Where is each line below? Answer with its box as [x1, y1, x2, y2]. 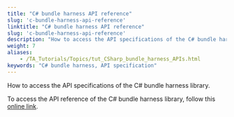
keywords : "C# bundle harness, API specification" [7, 62, 157, 69]
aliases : [7, 49, 33, 56]
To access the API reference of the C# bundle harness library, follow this [7, 95, 216, 103]
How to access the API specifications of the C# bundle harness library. [7, 81, 210, 89]
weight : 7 [7, 42, 36, 49]
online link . [7, 102, 38, 110]
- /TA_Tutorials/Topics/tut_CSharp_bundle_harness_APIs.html [19, 56, 201, 63]
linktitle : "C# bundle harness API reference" [7, 23, 145, 30]
